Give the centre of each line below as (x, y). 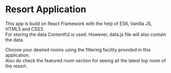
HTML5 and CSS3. (25, 29)
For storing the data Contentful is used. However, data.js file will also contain (86, 34)
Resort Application (46, 9)
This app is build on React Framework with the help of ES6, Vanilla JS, (79, 23)
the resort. (16, 66)
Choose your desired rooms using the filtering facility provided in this (78, 50)
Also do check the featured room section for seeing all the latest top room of (86, 60)
